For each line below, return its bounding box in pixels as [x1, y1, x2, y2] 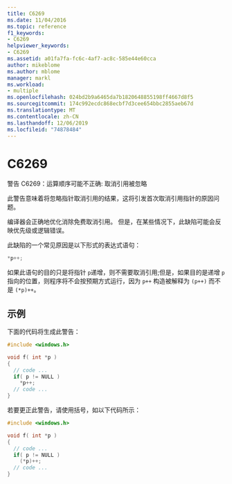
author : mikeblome [7, 62, 60, 69]
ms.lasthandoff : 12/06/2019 [7, 119, 89, 127]
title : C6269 [7, 10, 45, 17]
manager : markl [7, 74, 51, 82]
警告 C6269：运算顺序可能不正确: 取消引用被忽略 [7, 179, 148, 188]
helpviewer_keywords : [7, 42, 70, 49]
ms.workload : [7, 81, 45, 88]
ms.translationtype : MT [7, 107, 76, 114]
